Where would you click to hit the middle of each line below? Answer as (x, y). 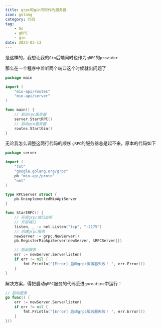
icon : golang (19, 15)
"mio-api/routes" (32, 91)
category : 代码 (20, 19)
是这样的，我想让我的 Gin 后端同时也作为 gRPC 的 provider (62, 57)
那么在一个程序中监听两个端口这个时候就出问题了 (56, 68)
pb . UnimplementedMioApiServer (46, 199)
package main (19, 78)
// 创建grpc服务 (30, 232)
